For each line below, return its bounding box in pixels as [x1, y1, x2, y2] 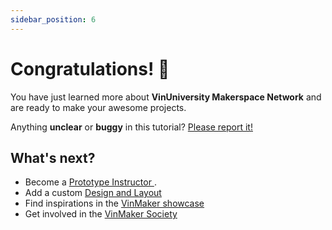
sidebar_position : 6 [10, 14, 97, 25]
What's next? [10, 149, 96, 166]
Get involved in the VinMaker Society [24, 208, 178, 220]
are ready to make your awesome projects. [10, 101, 187, 113]
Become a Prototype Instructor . [24, 176, 157, 188]
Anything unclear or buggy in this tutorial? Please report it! [10, 121, 253, 133]
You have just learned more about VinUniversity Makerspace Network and [10, 91, 322, 103]
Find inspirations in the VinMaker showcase [24, 197, 205, 210]
